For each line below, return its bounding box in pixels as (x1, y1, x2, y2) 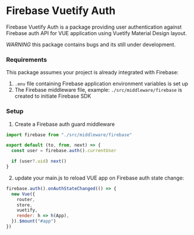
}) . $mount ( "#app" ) (11, 218, 57, 224)
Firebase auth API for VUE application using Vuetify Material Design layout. (6, 29, 188, 36)
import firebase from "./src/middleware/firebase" (6, 132, 132, 138)
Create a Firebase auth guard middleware (14, 120, 115, 127)
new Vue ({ (11, 191, 35, 197)
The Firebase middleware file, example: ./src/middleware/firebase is (14, 87, 183, 94)
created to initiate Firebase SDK (14, 92, 91, 100)
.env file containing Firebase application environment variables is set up (14, 80, 189, 87)
